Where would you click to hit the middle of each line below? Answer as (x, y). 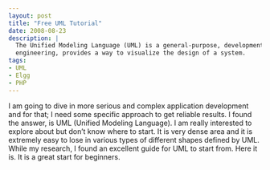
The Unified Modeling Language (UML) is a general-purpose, (118, 46)
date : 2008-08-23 (37, 30)
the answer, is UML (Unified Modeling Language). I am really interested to (130, 123)
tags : (17, 61)
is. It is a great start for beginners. (64, 156)
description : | (34, 38)
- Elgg (19, 75)
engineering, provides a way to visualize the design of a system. (131, 53)
